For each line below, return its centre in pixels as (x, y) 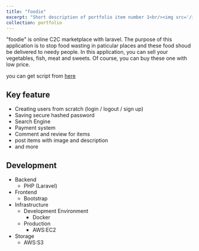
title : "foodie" (26, 12)
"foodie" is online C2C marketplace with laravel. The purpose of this (89, 40)
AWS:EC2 (44, 230)
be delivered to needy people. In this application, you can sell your (87, 52)
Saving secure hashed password (54, 115)
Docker (41, 217)
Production (37, 223)
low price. (18, 65)
